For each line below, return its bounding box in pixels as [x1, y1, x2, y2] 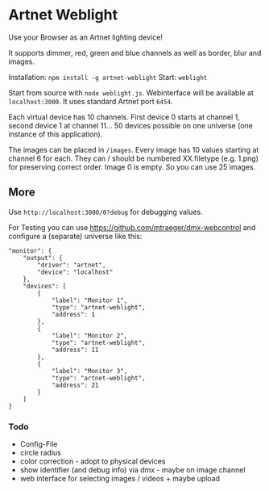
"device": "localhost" [37, 268, 114, 276]
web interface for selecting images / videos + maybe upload [19, 474, 220, 484]
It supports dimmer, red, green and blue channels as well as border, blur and [8, 48, 262, 57]
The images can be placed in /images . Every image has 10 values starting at [8, 145, 259, 154]
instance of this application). [8, 129, 103, 139]
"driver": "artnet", [37, 261, 106, 269]
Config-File [19, 439, 58, 449]
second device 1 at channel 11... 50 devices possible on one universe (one [8, 120, 254, 130]
